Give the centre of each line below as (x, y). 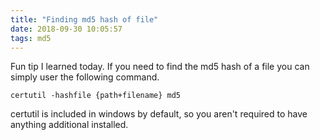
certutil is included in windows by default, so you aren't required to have (159, 114)
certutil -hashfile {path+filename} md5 (96, 96)
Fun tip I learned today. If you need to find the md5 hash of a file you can (160, 67)
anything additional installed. (69, 125)
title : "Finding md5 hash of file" (84, 19)
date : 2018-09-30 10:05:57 (66, 29)
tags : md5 (31, 38)
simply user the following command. (85, 77)
